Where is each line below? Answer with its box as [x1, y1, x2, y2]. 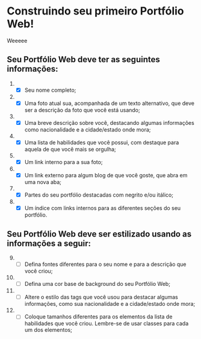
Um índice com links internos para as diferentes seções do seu [24, 204, 181, 212]
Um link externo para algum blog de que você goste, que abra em [24, 172, 188, 179]
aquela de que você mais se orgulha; [24, 146, 116, 153]
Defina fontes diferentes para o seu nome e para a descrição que [24, 261, 187, 268]
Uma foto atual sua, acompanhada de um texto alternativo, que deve [24, 100, 195, 107]
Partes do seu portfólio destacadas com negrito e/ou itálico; [24, 191, 174, 198]
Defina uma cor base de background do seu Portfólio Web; [24, 280, 171, 288]
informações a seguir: [7, 238, 91, 249]
